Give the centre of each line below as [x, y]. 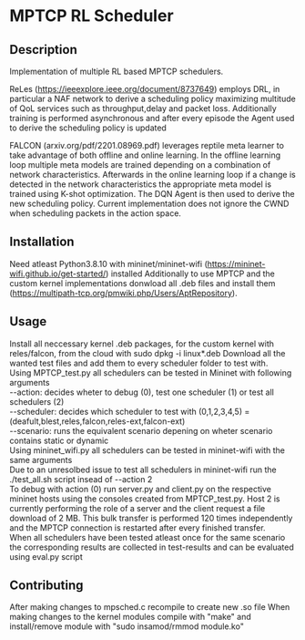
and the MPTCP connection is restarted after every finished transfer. [137, 527]
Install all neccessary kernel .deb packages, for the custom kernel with [142, 344]
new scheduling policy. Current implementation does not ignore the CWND [149, 203]
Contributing [46, 586]
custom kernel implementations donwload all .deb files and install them [142, 283]
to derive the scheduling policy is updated [88, 128]
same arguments [41, 459]
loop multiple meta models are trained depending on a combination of [140, 165]
